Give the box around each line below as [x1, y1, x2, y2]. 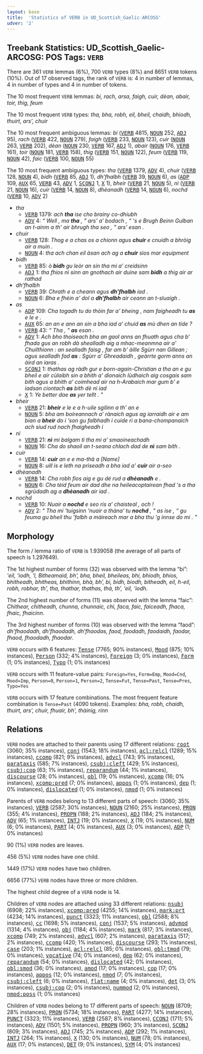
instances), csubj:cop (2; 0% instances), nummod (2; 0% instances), [7, 984, 180, 991]
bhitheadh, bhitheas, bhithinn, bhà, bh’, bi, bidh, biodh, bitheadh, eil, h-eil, [7, 579, 191, 585]
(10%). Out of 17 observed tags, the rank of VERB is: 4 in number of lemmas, [7, 75, 194, 82]
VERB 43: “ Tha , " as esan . [24, 327, 94, 334]
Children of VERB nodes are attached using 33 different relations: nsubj [7, 900, 184, 907]
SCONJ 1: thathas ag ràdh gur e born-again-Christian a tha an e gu [24, 365, 192, 373]
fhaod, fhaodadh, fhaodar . [7, 634, 74, 641]
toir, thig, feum [7, 99, 43, 107]
